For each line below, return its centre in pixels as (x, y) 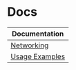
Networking (30, 45)
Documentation (38, 34)
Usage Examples (38, 56)
